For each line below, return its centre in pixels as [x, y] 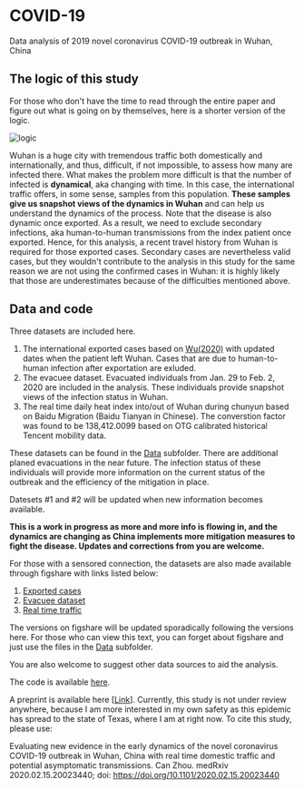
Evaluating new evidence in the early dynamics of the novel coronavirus [144, 745]
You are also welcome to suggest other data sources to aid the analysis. [144, 664]
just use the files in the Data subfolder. [81, 647]
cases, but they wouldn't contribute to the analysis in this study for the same [152, 261]
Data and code [51, 309]
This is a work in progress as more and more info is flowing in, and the [144, 526]
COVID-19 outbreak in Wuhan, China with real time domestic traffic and [142, 755]
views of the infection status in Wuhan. [95, 396]
